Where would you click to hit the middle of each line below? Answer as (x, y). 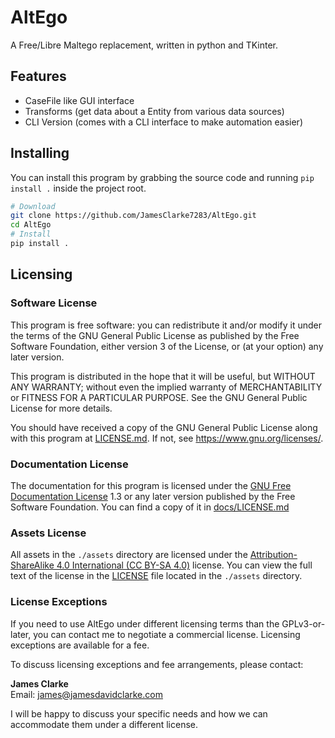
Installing (40, 153)
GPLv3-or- (303, 623)
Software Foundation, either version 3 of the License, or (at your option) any (167, 346)
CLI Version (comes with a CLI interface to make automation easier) (163, 122)
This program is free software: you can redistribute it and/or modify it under (166, 325)
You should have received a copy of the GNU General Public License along (164, 427)
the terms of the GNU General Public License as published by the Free (155, 335)
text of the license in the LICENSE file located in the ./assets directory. (156, 576)
